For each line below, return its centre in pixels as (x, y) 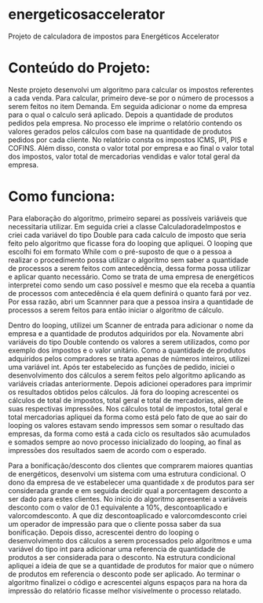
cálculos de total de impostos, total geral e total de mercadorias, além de (126, 400)
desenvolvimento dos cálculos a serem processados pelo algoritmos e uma (130, 540)
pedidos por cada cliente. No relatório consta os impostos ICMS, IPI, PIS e (128, 140)
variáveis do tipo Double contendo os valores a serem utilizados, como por (129, 342)
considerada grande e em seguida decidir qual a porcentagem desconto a (128, 490)
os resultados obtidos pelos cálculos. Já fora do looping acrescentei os (124, 392)
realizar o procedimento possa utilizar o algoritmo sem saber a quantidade (128, 260)
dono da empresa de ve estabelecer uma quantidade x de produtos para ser (131, 482)
